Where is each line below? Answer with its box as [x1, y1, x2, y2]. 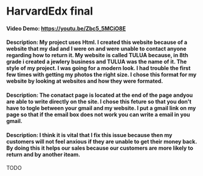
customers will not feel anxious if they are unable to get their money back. [6, 138, 198, 145]
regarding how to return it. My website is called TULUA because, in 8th [6, 52, 188, 59]
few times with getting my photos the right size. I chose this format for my [6, 71, 197, 79]
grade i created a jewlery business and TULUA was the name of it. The [6, 58, 187, 65]
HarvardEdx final [6, 4, 93, 18]
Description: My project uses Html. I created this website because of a [6, 38, 187, 46]
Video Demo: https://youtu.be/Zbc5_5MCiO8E [6, 24, 126, 32]
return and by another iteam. [6, 150, 81, 158]
